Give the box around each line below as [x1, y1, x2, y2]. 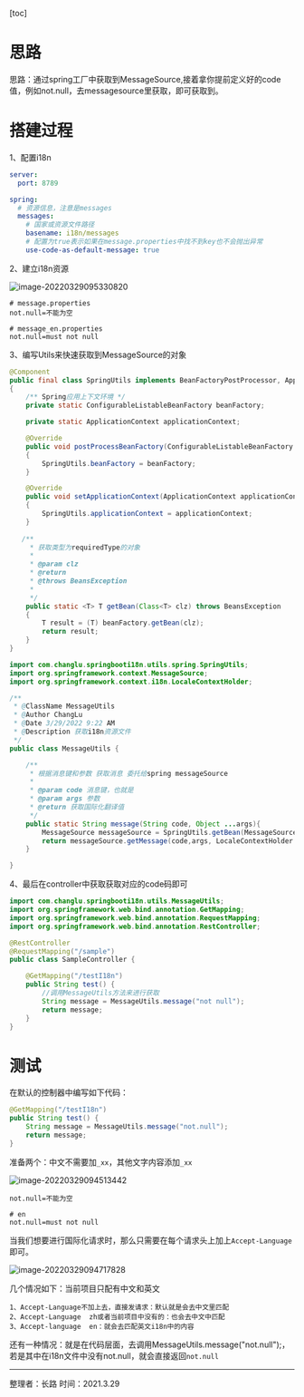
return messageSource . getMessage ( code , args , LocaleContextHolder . [42, 836, 298, 846]
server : [9, 170, 39, 179]
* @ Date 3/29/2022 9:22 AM [13, 719, 116, 728]
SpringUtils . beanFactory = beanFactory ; [42, 459, 196, 468]
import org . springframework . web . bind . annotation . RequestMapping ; [9, 913, 261, 923]
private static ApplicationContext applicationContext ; [25, 417, 242, 427]
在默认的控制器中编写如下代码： [9, 1087, 128, 1098]
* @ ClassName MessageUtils [13, 702, 116, 711]
